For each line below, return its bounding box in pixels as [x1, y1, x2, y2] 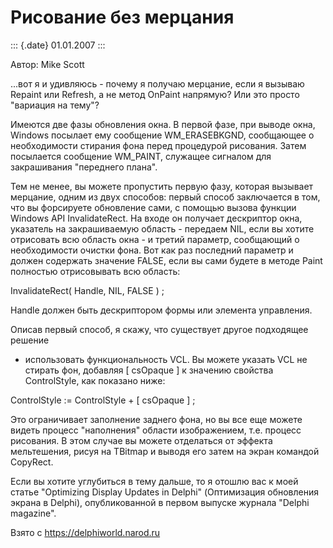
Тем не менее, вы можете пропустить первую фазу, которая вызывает [10, 180, 314, 192]
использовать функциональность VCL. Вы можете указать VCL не [24, 353, 308, 365]
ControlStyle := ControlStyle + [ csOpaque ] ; [10, 394, 196, 406]
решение [10, 334, 50, 346]
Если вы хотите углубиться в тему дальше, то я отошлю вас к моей [10, 475, 299, 487]
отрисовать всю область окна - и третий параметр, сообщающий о [10, 233, 300, 245]
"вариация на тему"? [10, 99, 100, 111]
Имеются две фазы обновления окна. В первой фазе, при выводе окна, [10, 118, 316, 130]
